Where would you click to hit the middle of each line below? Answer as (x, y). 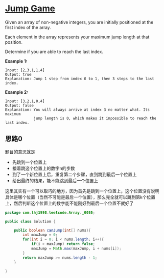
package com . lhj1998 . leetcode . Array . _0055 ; (50, 212)
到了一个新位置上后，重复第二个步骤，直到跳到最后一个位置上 (74, 174)
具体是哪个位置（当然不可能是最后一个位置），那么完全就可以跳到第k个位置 (80, 197)
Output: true (18, 74)
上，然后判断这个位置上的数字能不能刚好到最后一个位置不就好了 (69, 203)
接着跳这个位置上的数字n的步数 (44, 168)
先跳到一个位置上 (29, 162)
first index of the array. (28, 27)
